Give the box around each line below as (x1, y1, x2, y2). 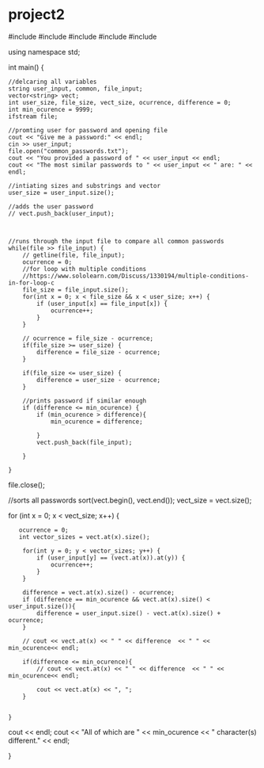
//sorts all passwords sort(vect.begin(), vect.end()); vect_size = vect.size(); (8, 495, 252, 505)
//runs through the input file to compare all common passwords (8, 237, 224, 245)
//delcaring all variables (8, 78, 97, 86)
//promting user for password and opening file (8, 126, 168, 134)
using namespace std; (8, 47, 81, 56)
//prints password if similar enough (22, 396, 147, 405)
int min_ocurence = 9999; (8, 105, 93, 113)
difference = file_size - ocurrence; (36, 348, 160, 356)
